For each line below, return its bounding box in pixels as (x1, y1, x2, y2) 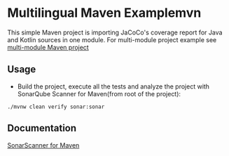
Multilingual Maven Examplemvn (7, 5, 202, 21)
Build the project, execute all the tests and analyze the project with (17, 82, 210, 91)
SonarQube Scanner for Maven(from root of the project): (17, 89, 181, 98)
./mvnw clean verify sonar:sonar (7, 103, 105, 110)
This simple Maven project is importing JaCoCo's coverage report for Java (7, 28, 223, 37)
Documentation (7, 122, 77, 134)
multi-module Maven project (7, 43, 89, 51)
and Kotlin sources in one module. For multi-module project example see (7, 35, 217, 44)
